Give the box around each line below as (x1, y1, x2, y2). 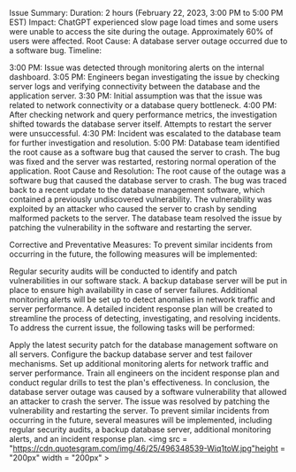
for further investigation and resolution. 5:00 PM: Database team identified (9, 137, 280, 148)
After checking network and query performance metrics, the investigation (9, 110, 277, 120)
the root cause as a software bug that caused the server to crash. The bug (9, 147, 281, 158)
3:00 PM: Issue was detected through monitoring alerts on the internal (9, 62, 265, 73)
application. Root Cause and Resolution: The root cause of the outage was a (9, 166, 286, 176)
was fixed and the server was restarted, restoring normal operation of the (9, 157, 277, 166)
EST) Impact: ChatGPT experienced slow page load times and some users (9, 17, 278, 27)
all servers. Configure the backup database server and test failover (9, 349, 254, 360)
